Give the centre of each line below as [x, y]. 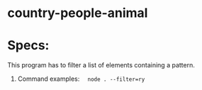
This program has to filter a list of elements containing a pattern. [101, 65]
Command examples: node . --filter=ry [81, 79]
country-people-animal [78, 13]
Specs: [28, 46]
